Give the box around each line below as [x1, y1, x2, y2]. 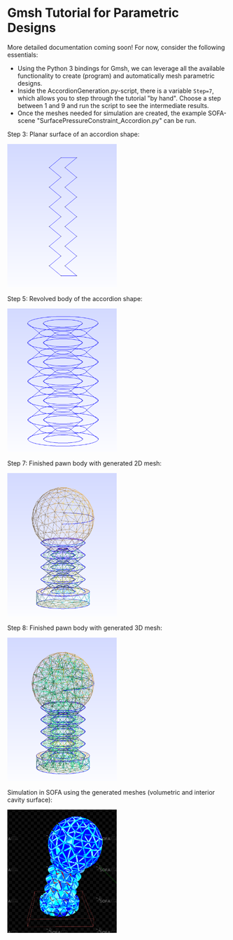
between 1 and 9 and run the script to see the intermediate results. [17, 101, 209, 110]
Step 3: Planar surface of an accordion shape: [7, 130, 140, 138]
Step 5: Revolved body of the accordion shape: [7, 294, 143, 303]
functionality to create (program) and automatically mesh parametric [17, 72, 216, 80]
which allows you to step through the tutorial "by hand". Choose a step [17, 93, 222, 102]
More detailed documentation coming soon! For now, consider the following [7, 43, 225, 51]
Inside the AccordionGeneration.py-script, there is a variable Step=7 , [17, 86, 215, 95]
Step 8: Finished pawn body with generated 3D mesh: [7, 623, 162, 632]
